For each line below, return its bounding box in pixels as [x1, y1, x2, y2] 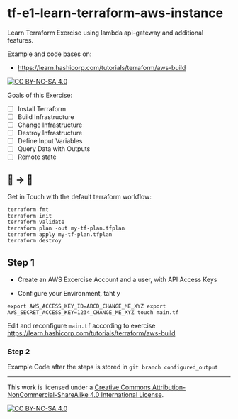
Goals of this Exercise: [7, 91, 73, 99]
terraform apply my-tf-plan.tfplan [7, 231, 113, 238]
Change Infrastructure [17, 121, 83, 129]
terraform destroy [7, 238, 62, 245]
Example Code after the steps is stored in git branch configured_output [7, 363, 218, 371]
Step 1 [7, 257, 35, 269]
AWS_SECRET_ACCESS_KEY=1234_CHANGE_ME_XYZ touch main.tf [7, 309, 179, 316]
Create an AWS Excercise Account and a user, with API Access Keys [17, 275, 217, 284]
